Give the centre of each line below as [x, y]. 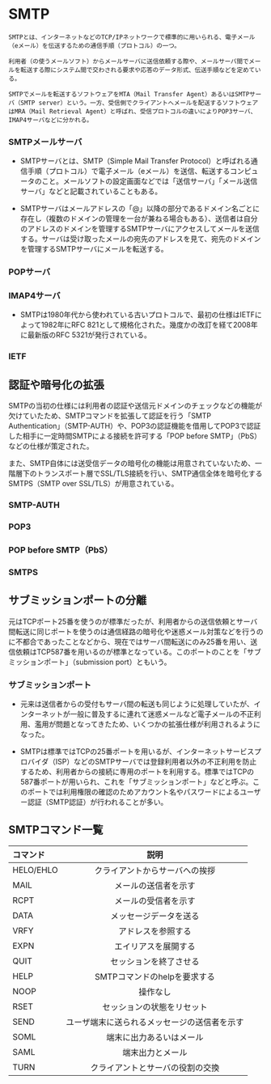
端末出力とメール [155, 1052]
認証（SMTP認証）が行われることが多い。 [97, 802]
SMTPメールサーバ [45, 142]
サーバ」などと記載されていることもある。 [91, 192]
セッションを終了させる [155, 961]
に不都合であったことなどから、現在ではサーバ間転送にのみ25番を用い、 [129, 642]
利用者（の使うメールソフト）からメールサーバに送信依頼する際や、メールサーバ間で [129, 61]
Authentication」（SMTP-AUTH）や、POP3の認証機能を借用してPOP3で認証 [135, 426]
